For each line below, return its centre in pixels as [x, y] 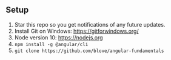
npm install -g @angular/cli [51, 44]
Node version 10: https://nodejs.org [59, 37]
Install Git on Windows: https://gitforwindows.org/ [76, 31]
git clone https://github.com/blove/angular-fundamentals [89, 51]
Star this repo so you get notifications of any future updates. [90, 24]
